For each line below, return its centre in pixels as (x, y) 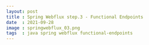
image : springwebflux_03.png (43, 28)
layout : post (22, 11)
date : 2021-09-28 (30, 22)
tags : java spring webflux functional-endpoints (69, 33)
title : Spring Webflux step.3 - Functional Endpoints (75, 17)
